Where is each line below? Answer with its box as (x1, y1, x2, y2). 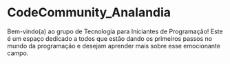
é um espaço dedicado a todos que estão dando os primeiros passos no (7, 34, 212, 42)
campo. (7, 49, 29, 57)
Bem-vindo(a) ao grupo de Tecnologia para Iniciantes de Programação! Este (7, 27, 223, 35)
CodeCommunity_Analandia (7, 5, 171, 20)
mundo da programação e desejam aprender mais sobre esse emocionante (7, 42, 220, 50)
